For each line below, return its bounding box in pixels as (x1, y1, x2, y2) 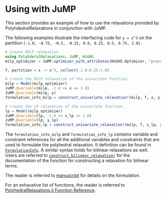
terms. (5, 163, 18, 169)
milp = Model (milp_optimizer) (5, 81, 68, 86)
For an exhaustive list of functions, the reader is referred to (5, 182, 125, 188)
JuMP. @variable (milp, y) (5, 91, 56, 96)
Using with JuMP (5, 3, 77, 15)
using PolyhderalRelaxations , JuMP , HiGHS (5, 54, 94, 59)
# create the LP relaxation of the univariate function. (5, 104, 125, 109)
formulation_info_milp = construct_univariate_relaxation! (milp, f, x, (5, 95, 156, 100)
